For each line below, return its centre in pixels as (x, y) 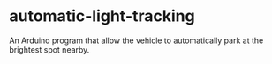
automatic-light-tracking (102, 16)
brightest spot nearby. (49, 49)
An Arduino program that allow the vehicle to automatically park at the (136, 40)
